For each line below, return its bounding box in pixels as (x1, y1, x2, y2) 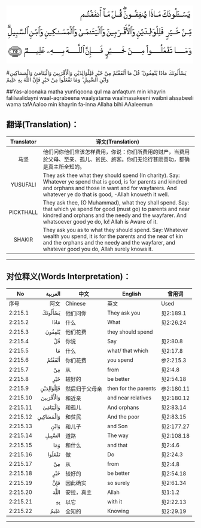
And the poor (107, 413, 139, 420)
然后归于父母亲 (65, 385, 103, 392)
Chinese (65, 300, 86, 307)
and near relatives (107, 394, 151, 401)
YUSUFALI (10, 181, 36, 188)
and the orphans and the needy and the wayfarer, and (42, 239, 175, 246)
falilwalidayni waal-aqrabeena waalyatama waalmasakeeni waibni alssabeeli (6, 94, 194, 101)
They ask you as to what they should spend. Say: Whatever (42, 227, 188, 234)
